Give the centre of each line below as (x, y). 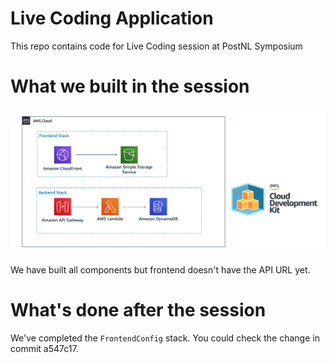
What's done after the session (138, 309)
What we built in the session (130, 86)
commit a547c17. (44, 348)
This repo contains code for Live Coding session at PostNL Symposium (156, 46)
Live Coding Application (112, 18)
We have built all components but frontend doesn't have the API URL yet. (160, 269)
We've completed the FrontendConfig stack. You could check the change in (165, 338)
